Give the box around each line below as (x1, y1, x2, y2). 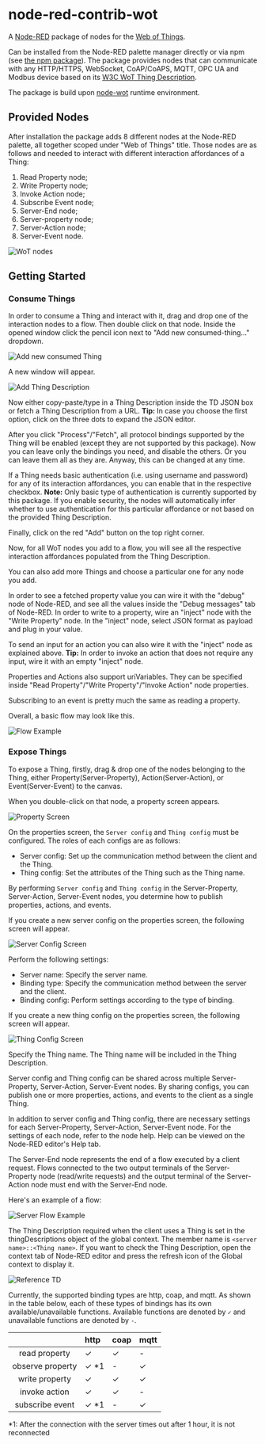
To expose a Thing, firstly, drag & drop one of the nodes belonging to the (8, 764, 246, 774)
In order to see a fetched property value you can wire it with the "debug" (8, 591, 245, 600)
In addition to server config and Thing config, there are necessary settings (8, 1114, 251, 1123)
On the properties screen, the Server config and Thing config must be (8, 827, 240, 836)
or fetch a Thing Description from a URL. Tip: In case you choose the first (8, 406, 248, 416)
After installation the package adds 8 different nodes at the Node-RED (8, 131, 237, 141)
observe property (12, 1360, 78, 1371)
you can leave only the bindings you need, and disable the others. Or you (8, 447, 247, 456)
